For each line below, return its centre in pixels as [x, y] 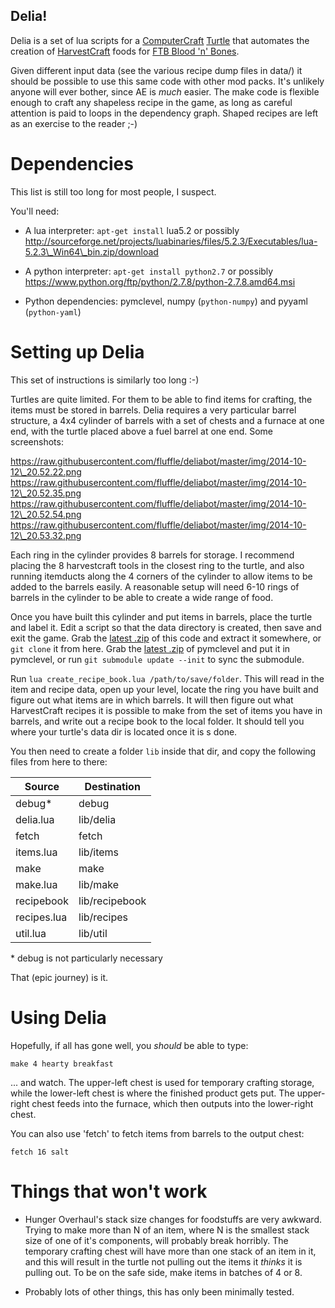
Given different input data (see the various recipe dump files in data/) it [156, 70]
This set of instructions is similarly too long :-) [105, 380]
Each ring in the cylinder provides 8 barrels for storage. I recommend [152, 555]
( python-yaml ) [53, 311]
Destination [112, 786]
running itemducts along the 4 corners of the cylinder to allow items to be [161, 576]
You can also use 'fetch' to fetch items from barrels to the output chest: [157, 1133]
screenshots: [37, 441]
